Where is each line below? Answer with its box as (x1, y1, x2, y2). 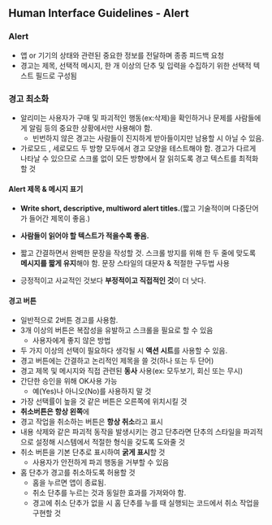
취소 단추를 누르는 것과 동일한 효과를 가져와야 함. (32, 488, 187, 498)
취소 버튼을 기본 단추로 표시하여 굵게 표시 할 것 (19, 447, 166, 458)
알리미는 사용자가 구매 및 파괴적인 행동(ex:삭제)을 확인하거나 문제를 (19, 113, 233, 123)
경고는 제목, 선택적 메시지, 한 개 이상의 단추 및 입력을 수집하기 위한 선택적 (19, 60, 252, 70)
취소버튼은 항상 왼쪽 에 (19, 406, 90, 417)
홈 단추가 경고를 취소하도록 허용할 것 (19, 467, 136, 478)
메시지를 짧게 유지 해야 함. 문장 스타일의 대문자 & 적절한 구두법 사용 (19, 258, 230, 268)
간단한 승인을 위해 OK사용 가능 (19, 376, 118, 386)
